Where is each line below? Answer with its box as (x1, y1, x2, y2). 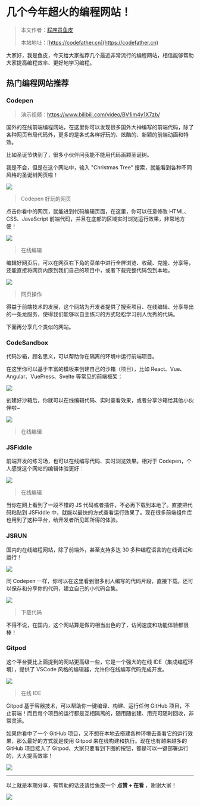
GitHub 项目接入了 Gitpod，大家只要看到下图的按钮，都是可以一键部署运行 (6, 745, 189, 752)
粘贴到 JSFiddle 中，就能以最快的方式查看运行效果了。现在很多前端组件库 (11, 509, 192, 516)
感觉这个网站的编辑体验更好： (11, 465, 85, 472)
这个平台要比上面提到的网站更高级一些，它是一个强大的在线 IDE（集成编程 (6, 658, 189, 665)
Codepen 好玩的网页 (20, 195, 71, 202)
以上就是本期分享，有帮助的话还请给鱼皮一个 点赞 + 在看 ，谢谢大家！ (6, 782, 177, 789)
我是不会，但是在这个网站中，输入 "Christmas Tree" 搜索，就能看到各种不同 (6, 163, 192, 170)
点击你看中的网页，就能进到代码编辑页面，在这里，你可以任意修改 (6, 207, 168, 215)
